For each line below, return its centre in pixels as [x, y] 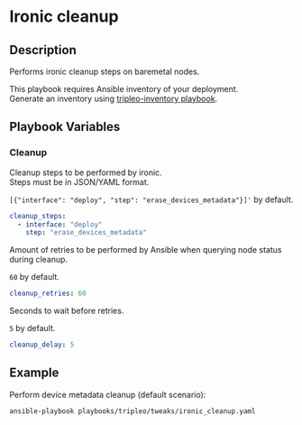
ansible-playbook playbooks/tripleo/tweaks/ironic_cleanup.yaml [133, 411]
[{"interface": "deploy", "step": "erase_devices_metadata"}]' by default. [151, 199]
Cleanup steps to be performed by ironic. [86, 172]
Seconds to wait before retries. [67, 311]
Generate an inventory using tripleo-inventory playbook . [114, 98]
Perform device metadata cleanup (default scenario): [108, 394]
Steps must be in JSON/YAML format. [79, 181]
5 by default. [32, 328]
